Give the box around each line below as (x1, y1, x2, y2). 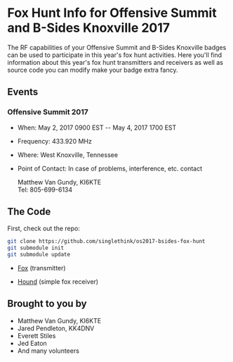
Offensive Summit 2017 (7, 107, 89, 117)
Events (7, 86, 39, 98)
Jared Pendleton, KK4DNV (17, 324, 95, 332)
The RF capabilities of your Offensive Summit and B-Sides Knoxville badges (7, 43, 227, 51)
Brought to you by (7, 298, 87, 310)
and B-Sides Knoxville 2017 (7, 20, 171, 36)
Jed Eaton (17, 339, 47, 347)
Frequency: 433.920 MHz (17, 137, 93, 145)
